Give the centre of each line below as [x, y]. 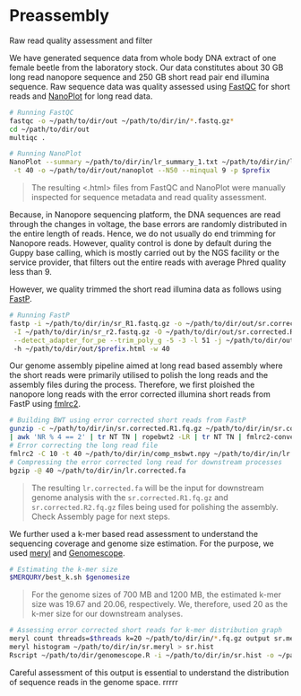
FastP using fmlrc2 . [45, 404]
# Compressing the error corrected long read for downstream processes [146, 462]
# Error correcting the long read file [84, 445]
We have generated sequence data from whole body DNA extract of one [143, 57]
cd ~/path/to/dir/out [50, 129]
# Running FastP [39, 315]
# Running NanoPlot [46, 154]
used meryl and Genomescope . [67, 552]
